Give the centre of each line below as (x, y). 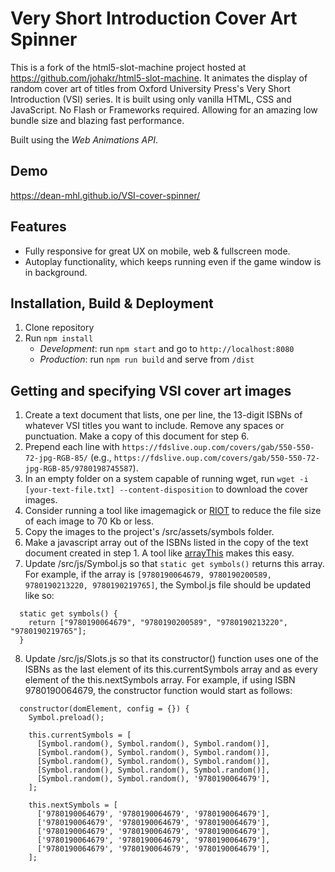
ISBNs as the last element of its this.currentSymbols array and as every (171, 669)
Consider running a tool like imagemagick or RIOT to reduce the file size (173, 511)
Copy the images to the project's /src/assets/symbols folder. (149, 532)
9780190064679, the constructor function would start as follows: (158, 691)
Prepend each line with (72, 447)
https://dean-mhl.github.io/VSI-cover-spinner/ (105, 195)
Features (38, 227)
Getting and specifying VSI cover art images (151, 390)
